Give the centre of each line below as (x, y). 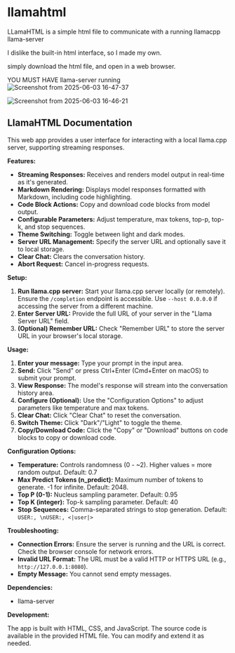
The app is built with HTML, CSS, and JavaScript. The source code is (107, 628)
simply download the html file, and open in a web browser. (92, 66)
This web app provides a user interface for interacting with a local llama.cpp (117, 140)
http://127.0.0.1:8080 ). (53, 566)
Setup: (17, 277)
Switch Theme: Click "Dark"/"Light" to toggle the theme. (100, 422)
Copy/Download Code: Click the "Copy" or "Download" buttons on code (122, 430)
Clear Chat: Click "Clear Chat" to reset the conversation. (99, 415)
